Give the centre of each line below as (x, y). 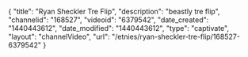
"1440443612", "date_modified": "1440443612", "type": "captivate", (119, 28)
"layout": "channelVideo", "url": (59, 36)
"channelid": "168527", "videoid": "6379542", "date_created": (109, 20)
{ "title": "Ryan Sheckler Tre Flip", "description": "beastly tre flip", (114, 11)
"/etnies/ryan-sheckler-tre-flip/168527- (176, 36)
